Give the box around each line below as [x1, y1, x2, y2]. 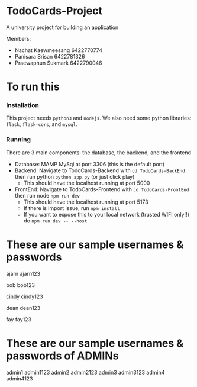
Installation [6, 101, 40, 109]
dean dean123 [6, 304, 41, 311]
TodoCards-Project [6, 4, 102, 18]
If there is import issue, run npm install [23, 204, 120, 211]
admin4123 [6, 375, 34, 382]
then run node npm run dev [14, 192, 80, 199]
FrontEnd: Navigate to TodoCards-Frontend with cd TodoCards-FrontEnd [14, 185, 189, 193]
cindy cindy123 [6, 293, 43, 300]
